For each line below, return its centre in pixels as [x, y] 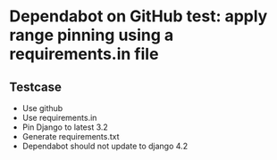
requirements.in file [84, 54]
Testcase [36, 87]
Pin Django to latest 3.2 [65, 127]
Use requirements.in [59, 118]
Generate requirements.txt [71, 136]
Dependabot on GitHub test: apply [138, 16]
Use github [42, 108]
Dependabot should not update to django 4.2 [105, 146]
